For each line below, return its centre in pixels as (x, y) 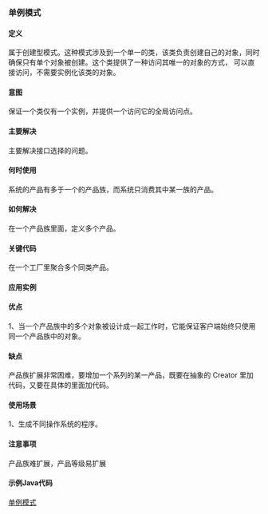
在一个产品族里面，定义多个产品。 (64, 228)
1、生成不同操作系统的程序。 (55, 424)
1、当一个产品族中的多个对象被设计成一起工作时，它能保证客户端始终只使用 (132, 326)
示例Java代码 (31, 483)
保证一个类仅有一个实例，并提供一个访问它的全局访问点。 (102, 111)
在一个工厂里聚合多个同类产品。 (61, 267)
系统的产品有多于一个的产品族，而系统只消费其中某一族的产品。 (113, 189)
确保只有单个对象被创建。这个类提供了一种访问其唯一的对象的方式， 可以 (128, 62)
